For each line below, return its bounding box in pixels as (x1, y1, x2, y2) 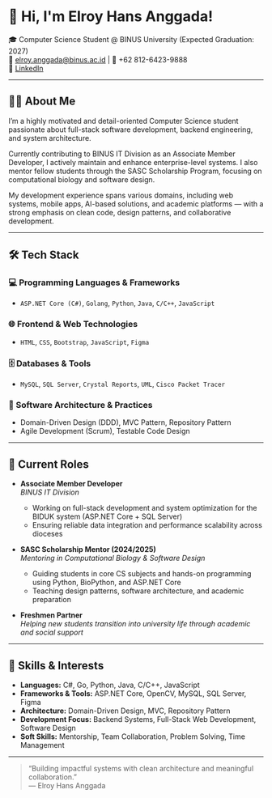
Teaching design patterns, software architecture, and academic (32, 586, 244, 596)
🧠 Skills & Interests (8, 659, 104, 673)
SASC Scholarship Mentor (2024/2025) (19, 545, 156, 554)
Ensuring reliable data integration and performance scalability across (32, 520, 263, 530)
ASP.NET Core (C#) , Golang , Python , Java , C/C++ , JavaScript (19, 299, 215, 308)
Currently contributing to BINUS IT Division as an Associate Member (8, 149, 236, 159)
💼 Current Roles (8, 457, 89, 471)
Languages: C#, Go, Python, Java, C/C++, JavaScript (19, 680, 200, 690)
